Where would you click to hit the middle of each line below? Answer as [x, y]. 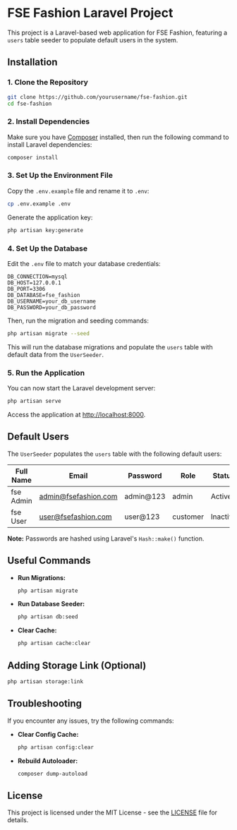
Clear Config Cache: [48, 734]
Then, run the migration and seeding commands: [78, 320]
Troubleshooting [45, 704]
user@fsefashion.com [75, 517]
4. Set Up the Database [48, 248]
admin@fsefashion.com [78, 496]
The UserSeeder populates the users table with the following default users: [115, 454]
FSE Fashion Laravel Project [90, 13]
